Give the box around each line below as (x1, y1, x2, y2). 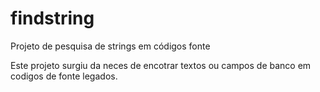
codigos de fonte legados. (10, 70, 118, 82)
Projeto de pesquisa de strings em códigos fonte (10, 40, 211, 52)
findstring (10, 7, 95, 30)
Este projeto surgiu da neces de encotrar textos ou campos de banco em (10, 59, 312, 71)
